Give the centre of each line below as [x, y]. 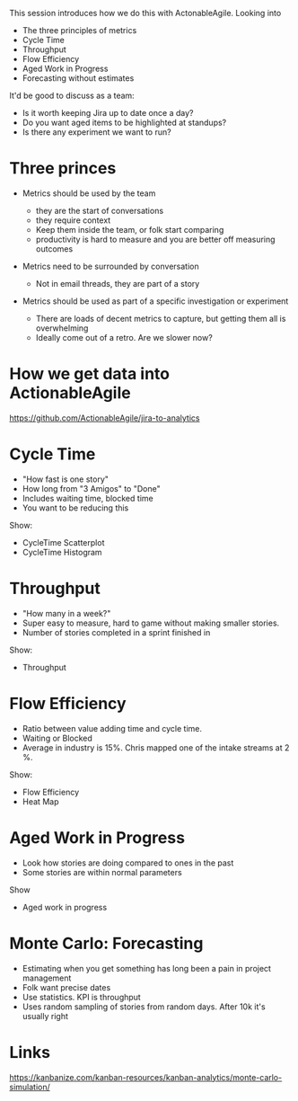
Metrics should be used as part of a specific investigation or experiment [155, 301]
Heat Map [40, 801]
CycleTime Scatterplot [63, 542]
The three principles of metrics [79, 30]
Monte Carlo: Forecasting [106, 943]
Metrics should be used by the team [89, 193]
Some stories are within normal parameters [102, 872]
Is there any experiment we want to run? [97, 132]
